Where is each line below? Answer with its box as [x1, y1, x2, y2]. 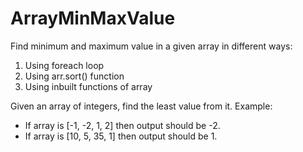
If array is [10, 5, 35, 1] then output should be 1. [24, 130, 218, 142]
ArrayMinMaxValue [10, 7, 176, 30]
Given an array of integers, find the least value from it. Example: [10, 100, 273, 112]
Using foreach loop [24, 59, 105, 71]
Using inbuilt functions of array [24, 80, 153, 92]
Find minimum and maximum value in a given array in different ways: [10, 40, 293, 52]
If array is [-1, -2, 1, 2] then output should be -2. [24, 119, 221, 131]
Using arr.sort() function [24, 70, 125, 82]
